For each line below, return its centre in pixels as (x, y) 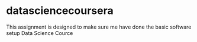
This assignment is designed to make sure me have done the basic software (99, 27)
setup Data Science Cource (40, 33)
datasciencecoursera (60, 11)
